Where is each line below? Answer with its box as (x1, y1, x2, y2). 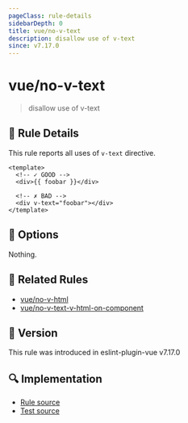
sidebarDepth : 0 (8, 19, 63, 27)
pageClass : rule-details (8, 11, 92, 20)
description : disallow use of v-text (8, 34, 136, 43)
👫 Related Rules (8, 273, 89, 287)
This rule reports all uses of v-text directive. (8, 148, 156, 157)
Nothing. (8, 249, 38, 259)
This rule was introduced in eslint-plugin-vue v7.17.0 (8, 348, 181, 358)
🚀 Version (8, 326, 58, 340)
